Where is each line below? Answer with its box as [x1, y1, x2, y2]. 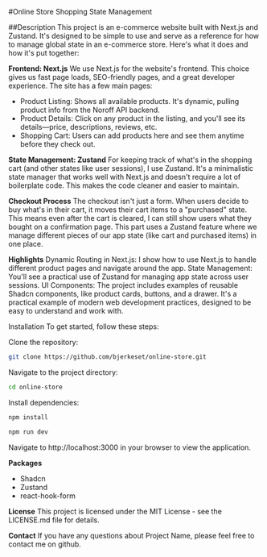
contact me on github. [8, 539, 82, 549]
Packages [8, 458, 43, 468]
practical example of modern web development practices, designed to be [8, 297, 252, 307]
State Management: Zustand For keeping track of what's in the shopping [8, 155, 253, 164]
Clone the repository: [8, 338, 79, 347]
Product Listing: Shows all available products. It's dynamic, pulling [19, 97, 240, 106]
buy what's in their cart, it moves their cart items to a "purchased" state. [8, 205, 248, 214]
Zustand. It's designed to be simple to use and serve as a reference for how [8, 31, 260, 40]
